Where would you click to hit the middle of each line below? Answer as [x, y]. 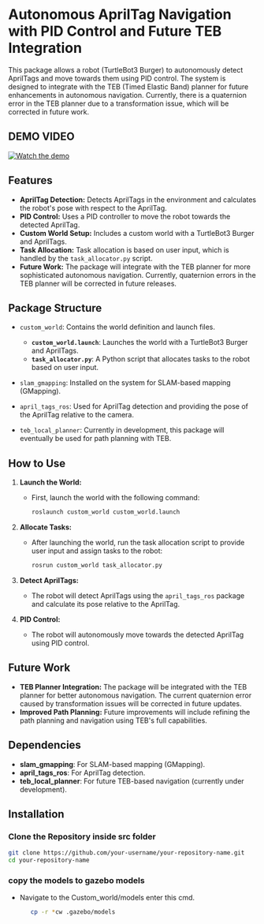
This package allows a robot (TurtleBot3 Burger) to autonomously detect [126, 69]
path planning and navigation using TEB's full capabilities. [113, 720]
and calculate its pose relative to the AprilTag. [106, 604]
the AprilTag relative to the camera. [77, 415]
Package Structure [55, 308]
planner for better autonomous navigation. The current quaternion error [136, 695]
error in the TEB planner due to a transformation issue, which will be [119, 103]
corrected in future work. [49, 111]
